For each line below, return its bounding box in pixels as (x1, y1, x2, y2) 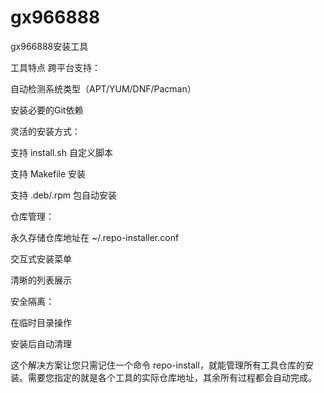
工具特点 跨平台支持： (10, 61, 101, 73)
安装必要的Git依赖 (10, 104, 84, 116)
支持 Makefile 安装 (10, 167, 87, 180)
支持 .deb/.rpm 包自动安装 (10, 189, 118, 201)
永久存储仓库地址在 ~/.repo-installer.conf (10, 231, 180, 243)
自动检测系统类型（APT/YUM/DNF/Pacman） (10, 82, 197, 95)
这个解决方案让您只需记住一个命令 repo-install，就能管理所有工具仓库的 (10, 359, 305, 371)
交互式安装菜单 (10, 252, 72, 265)
